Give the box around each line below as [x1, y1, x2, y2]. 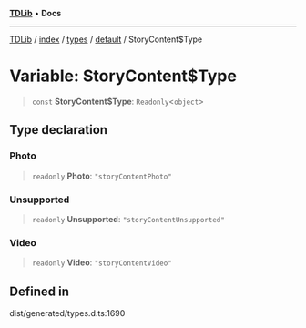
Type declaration [9, 122, 107, 138]
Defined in [9, 283, 70, 299]
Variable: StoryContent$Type [9, 66, 237, 87]
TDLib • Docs [9, 8, 62, 18]
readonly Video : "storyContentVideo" [31, 257, 173, 268]
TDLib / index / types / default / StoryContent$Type [9, 34, 203, 45]
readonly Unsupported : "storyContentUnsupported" [31, 213, 225, 224]
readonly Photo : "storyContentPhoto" [31, 170, 172, 181]
